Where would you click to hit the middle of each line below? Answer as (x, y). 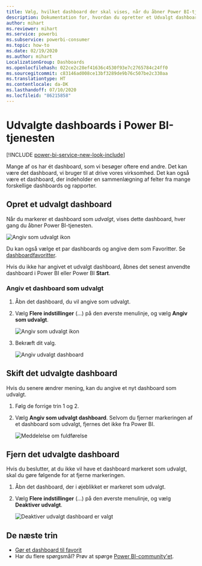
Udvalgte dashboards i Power (81, 125)
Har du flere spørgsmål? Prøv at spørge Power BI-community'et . (94, 556)
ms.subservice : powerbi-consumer (48, 40)
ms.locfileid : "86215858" (38, 96)
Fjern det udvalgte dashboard (63, 455)
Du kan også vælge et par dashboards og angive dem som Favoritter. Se (96, 248)
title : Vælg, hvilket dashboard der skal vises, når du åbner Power (94, 12)
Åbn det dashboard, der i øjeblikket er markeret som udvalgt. (90, 487)
